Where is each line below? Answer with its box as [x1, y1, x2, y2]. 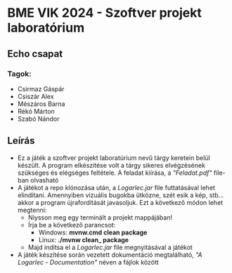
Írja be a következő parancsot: [27, 220, 116, 229]
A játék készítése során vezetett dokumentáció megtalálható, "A [17, 251, 202, 259]
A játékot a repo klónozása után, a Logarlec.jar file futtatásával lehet [17, 183, 216, 192]
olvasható [30, 175, 59, 184]
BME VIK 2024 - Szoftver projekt [7, 5, 202, 21]
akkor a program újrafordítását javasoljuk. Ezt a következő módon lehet [17, 198, 224, 206]
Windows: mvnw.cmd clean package [38, 228, 148, 237]
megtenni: [17, 206, 47, 214]
